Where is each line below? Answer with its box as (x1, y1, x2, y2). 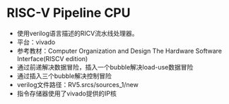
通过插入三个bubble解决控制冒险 (16, 72, 112, 80)
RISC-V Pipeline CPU (6, 5, 131, 21)
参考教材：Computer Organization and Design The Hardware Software (16, 46, 222, 55)
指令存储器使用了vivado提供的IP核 (16, 89, 117, 98)
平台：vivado (16, 37, 56, 46)
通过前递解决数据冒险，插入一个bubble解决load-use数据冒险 (16, 63, 194, 71)
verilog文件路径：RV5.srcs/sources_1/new (16, 80, 139, 89)
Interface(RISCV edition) (16, 54, 88, 63)
